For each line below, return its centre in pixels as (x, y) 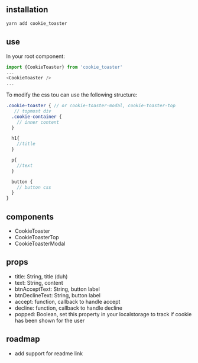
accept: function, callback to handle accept (67, 301)
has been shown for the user (50, 320)
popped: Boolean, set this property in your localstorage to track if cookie (103, 314)
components (30, 216)
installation (27, 10)
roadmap (23, 339)
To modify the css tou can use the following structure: (72, 95)
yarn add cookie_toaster (37, 23)
